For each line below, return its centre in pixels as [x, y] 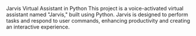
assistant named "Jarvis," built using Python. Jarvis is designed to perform [97, 15]
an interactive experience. [38, 27]
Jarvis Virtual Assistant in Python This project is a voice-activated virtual [95, 8]
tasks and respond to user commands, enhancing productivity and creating [98, 21]
